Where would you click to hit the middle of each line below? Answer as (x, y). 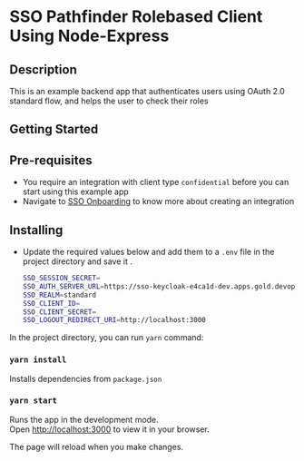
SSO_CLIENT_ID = (51, 303)
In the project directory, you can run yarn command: (107, 338)
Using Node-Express (89, 36)
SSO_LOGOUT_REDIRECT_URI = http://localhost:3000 (114, 320)
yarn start (33, 401)
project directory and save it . (78, 261)
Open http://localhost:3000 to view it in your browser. (110, 429)
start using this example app (75, 191)
